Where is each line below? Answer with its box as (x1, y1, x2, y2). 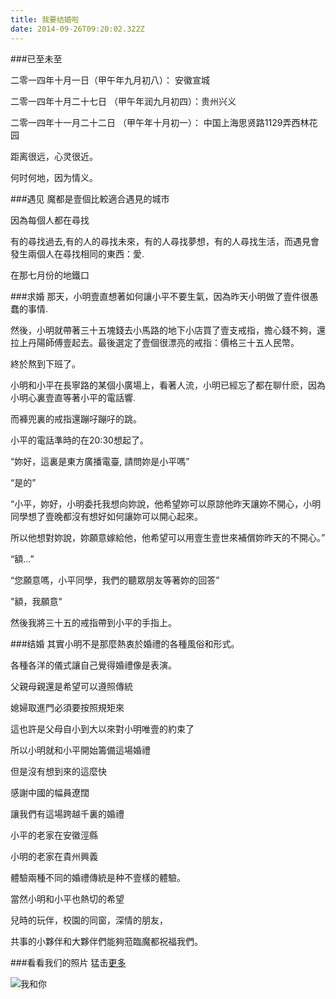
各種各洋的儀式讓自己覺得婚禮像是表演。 (10, 659, 177, 671)
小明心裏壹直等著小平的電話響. (10, 391, 137, 403)
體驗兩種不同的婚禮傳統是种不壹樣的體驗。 (10, 871, 186, 883)
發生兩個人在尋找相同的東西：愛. (10, 247, 145, 260)
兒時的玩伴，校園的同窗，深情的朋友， (10, 914, 168, 926)
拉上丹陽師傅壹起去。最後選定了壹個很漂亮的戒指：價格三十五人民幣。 (10, 336, 300, 348)
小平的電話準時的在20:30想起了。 (10, 434, 149, 446)
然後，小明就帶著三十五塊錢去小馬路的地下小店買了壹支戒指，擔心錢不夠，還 (10, 324, 326, 336)
